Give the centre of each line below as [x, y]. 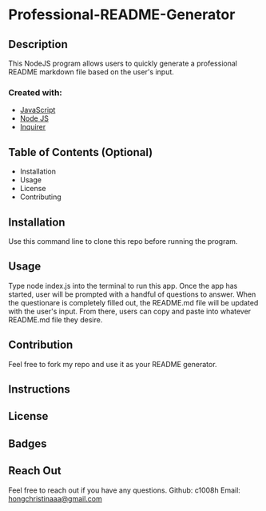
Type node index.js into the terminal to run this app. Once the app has [123, 285]
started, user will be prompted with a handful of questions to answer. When [132, 294]
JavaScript [38, 110]
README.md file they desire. [56, 319]
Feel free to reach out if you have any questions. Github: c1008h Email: [125, 490]
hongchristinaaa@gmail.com [55, 498]
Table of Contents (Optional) [81, 152]
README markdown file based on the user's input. [91, 72]
